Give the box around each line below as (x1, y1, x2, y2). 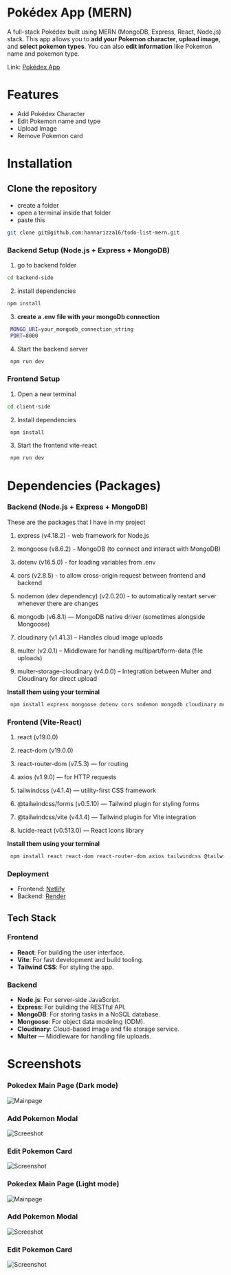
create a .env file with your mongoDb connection (16, 312, 160, 320)
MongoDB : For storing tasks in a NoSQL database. (16, 1010, 160, 1018)
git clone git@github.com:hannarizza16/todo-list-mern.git (7, 229, 180, 236)
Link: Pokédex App (7, 63, 60, 71)
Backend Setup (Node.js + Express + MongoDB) (7, 246, 170, 255)
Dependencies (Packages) (7, 478, 162, 493)
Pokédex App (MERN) (7, 5, 133, 21)
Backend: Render (16, 892, 67, 900)
